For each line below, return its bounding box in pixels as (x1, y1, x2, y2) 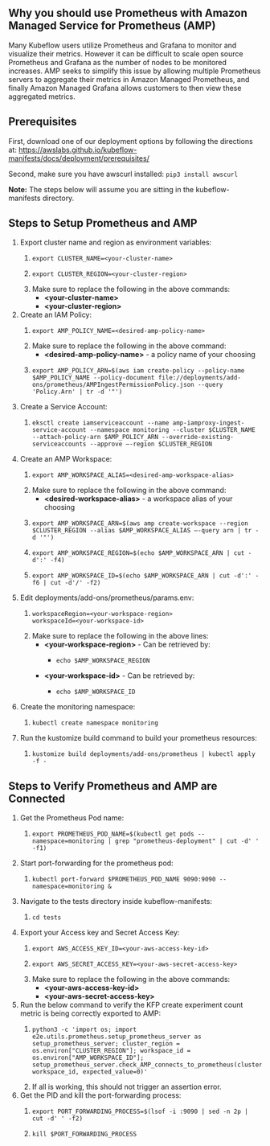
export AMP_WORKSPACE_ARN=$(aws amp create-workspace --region (31, 520, 249, 528)
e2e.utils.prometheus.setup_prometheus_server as (31, 1033, 202, 1041)
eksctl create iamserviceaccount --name (31, 419, 170, 427)
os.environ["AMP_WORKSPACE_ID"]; (31, 1054, 145, 1062)
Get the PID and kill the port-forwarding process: (19, 1091, 182, 1100)
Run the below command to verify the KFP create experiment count (19, 1000, 243, 1010)
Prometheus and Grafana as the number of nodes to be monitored (8, 57, 227, 67)
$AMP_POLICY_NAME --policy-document (31, 374, 155, 382)
